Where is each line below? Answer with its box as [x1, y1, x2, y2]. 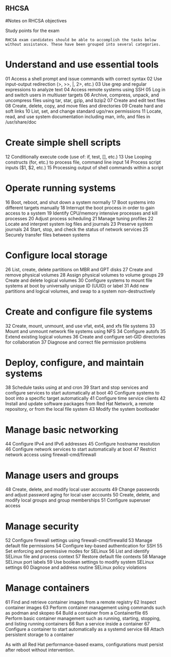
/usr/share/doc [5, 119, 37, 125]
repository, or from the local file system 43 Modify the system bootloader [5, 406, 160, 412]
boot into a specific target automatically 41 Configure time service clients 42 [5, 395, 166, 402]
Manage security [5, 520, 79, 532]
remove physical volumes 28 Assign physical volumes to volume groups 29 [5, 272, 164, 278]
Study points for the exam [5, 28, 60, 34]
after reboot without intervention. [5, 647, 75, 653]
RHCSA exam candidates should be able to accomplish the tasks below [5, 37, 157, 42]
